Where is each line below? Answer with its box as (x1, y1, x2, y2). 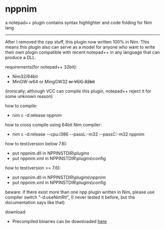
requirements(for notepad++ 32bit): (5, 64, 78, 69)
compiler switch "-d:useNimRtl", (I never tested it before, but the (5, 194, 135, 200)
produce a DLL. (5, 54, 36, 60)
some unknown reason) (5, 93, 53, 99)
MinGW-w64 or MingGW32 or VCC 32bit (12, 78, 95, 84)
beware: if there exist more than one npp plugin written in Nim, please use (5, 189, 155, 195)
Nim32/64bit (12, 73, 38, 79)
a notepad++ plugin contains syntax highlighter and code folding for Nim (5, 20, 152, 25)
